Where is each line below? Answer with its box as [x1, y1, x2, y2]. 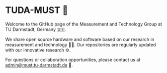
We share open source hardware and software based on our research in [5, 36, 154, 42]
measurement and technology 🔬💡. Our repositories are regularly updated [5, 41, 156, 47]
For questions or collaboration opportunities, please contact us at [5, 56, 141, 62]
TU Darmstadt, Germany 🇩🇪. [5, 26, 66, 32]
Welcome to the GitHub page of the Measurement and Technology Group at [5, 21, 162, 27]
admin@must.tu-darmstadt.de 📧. [5, 62, 73, 68]
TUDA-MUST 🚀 [5, 4, 68, 16]
